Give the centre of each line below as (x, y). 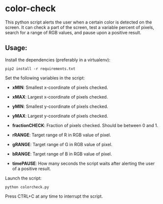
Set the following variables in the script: (45, 78)
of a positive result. (32, 168)
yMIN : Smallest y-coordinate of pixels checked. (60, 106)
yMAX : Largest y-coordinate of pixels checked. (60, 116)
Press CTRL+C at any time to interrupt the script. (54, 196)
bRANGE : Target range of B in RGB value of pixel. (62, 154)
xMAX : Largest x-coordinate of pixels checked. (60, 97)
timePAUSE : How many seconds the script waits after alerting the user (83, 163)
